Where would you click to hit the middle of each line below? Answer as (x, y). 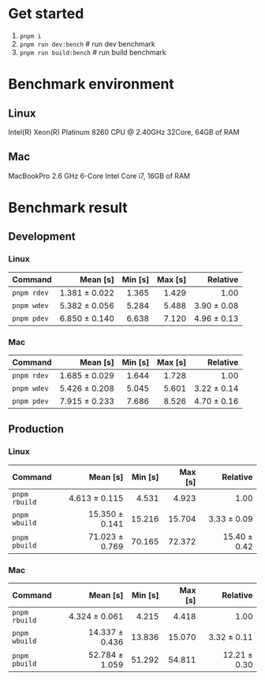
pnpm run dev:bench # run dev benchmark (88, 43)
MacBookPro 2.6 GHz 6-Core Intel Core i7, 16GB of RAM (99, 176)
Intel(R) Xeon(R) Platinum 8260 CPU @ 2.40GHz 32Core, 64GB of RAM (124, 132)
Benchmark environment (91, 84)
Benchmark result (68, 208)
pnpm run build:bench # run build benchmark (93, 52)
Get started (46, 14)
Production (36, 429)
